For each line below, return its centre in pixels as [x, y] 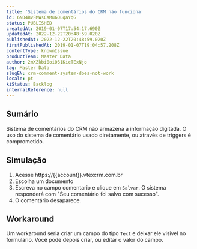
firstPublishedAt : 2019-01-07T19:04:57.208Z [63, 46]
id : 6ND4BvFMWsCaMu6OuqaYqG [41, 17]
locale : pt [20, 79]
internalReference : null [37, 90]
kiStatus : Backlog [29, 85]
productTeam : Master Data [38, 56]
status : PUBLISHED [29, 23]
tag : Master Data [28, 67]
